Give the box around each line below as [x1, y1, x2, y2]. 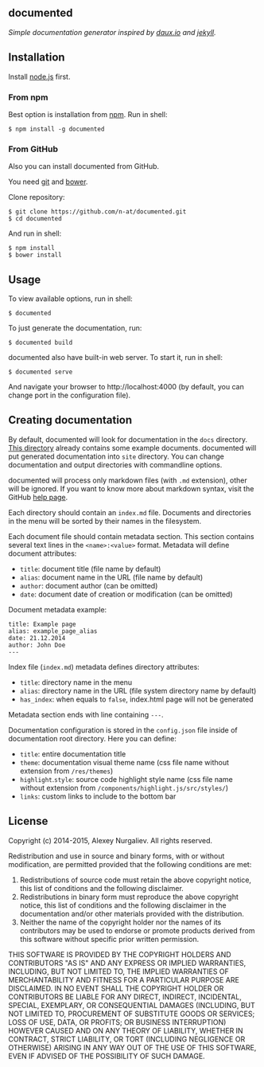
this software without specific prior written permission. [19, 934, 200, 944]
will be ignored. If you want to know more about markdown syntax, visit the [8, 483, 254, 493]
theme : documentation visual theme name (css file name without [19, 757, 229, 767]
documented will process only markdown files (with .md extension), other [8, 475, 248, 485]
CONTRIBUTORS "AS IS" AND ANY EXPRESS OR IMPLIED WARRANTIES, [8, 958, 247, 967]
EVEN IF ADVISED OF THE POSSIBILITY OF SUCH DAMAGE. [8, 1051, 205, 1061]
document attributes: [8, 549, 77, 558]
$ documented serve [8, 368, 73, 377]
